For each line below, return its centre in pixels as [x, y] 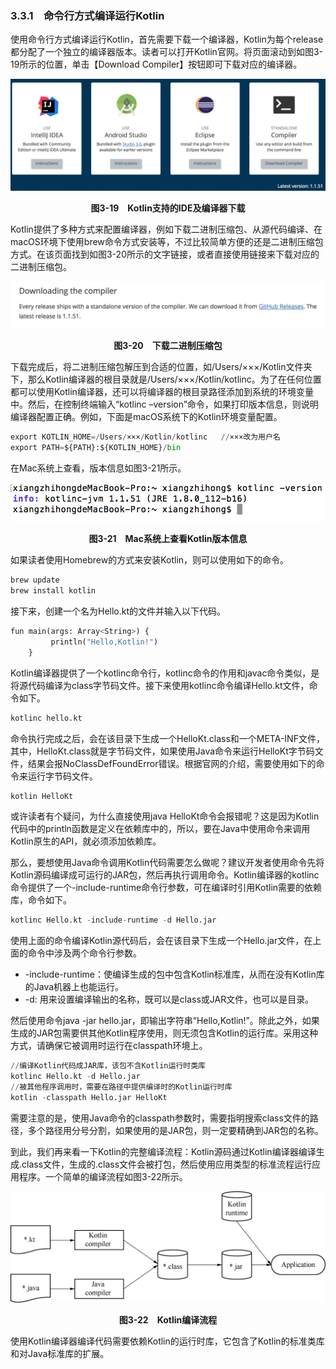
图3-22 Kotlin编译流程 [168, 1319]
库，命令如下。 [41, 900]
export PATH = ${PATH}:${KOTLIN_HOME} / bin [96, 448]
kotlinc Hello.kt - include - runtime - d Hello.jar [113, 920]
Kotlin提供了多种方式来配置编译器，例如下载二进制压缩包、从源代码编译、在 [166, 229]
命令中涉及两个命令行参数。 [84, 953]
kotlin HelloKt [42, 796]
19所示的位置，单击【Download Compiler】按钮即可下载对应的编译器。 [156, 64]
